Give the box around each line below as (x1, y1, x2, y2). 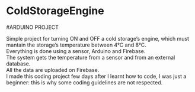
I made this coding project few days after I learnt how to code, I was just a (6, 73, 187, 80)
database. (6, 60, 31, 67)
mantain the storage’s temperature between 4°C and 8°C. (6, 41, 146, 48)
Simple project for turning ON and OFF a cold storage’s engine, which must (6, 35, 190, 42)
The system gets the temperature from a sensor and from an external (6, 54, 175, 61)
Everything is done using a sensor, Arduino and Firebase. (6, 47, 146, 54)
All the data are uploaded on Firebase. (6, 66, 100, 73)
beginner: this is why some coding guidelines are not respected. (6, 78, 163, 86)
